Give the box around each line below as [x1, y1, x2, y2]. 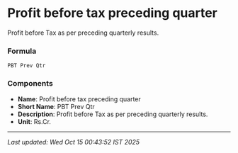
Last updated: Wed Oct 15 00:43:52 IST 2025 [7, 137, 140, 146]
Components [7, 79, 53, 89]
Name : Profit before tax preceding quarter [17, 94, 142, 103]
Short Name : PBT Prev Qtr [17, 102, 96, 110]
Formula [7, 46, 37, 56]
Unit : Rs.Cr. [17, 117, 52, 125]
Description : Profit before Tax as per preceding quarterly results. [17, 110, 208, 118]
